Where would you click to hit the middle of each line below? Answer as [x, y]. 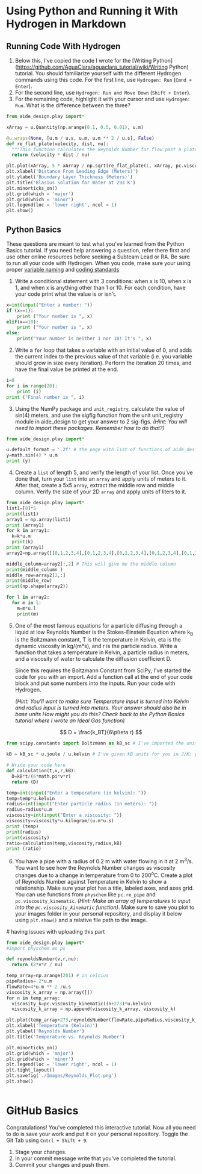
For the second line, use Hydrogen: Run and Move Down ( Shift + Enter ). [103, 92]
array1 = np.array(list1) [38, 519]
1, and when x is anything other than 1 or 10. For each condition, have [100, 287]
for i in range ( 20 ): [32, 386]
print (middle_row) [29, 581]
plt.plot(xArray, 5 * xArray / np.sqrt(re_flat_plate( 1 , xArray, [90, 166]
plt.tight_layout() [31, 1070]
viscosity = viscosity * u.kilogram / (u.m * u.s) [60, 821]
